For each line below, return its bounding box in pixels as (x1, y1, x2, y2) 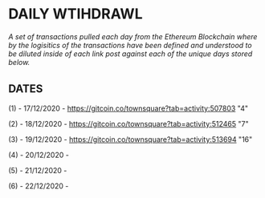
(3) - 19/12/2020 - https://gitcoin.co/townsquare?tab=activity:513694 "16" (8, 134, 253, 144)
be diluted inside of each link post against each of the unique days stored (8, 49, 253, 59)
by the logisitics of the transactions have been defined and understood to (8, 40, 252, 50)
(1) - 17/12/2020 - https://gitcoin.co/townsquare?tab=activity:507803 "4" (8, 103, 249, 113)
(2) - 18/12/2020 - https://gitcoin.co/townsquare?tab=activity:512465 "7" (8, 119, 249, 128)
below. (8, 57, 31, 67)
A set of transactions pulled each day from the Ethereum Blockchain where (8, 31, 258, 41)
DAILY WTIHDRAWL (8, 5, 143, 23)
